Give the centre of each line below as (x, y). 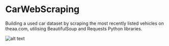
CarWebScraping (43, 9)
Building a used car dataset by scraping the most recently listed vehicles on (84, 23)
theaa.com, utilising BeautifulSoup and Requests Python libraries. (74, 28)
